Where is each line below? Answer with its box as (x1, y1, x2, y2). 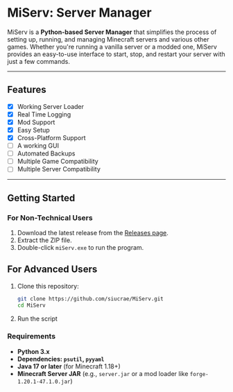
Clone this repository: (17, 282, 79, 290)
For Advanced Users (7, 264, 98, 275)
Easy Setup (17, 126, 50, 134)
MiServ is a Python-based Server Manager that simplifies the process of (7, 28, 217, 36)
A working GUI (17, 142, 59, 150)
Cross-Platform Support (17, 134, 86, 142)
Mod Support (17, 118, 55, 126)
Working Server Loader (17, 102, 85, 110)
